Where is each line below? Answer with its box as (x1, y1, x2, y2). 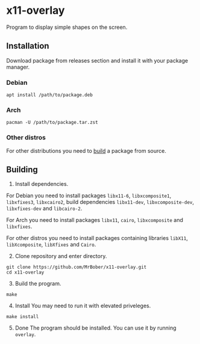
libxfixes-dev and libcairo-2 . (6, 205, 83, 212)
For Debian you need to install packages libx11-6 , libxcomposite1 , (6, 192, 172, 199)
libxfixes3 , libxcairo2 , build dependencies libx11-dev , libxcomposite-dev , (6, 198, 195, 206)
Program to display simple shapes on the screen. (6, 23, 128, 31)
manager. (6, 63, 30, 70)
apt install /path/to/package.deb (6, 92, 93, 98)
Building (6, 165, 38, 175)
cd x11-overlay (6, 269, 45, 275)
